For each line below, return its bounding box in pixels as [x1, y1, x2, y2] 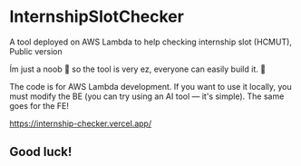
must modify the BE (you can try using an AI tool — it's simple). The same [9, 91, 285, 102]
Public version [9, 45, 63, 56]
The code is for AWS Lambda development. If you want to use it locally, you [9, 81, 292, 92]
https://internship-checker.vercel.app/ [9, 118, 152, 129]
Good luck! [9, 144, 73, 160]
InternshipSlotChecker [9, 6, 184, 27]
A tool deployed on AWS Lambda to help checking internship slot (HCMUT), [9, 36, 293, 47]
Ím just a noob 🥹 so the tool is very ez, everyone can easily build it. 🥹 [9, 63, 266, 74]
